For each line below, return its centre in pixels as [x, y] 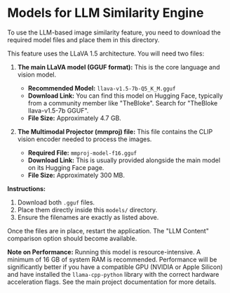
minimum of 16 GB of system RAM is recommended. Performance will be [112, 259]
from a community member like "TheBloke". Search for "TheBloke [123, 103]
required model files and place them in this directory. [83, 39]
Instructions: [27, 188]
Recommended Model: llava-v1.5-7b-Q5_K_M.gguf [102, 88]
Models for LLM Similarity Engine [106, 13]
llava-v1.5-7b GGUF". [58, 110]
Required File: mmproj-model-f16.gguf [82, 152]
